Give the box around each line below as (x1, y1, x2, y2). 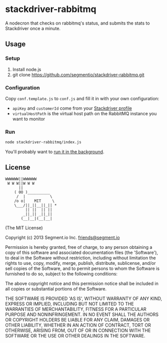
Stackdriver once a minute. (5, 25, 61, 31)
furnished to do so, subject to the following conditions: (5, 270, 117, 276)
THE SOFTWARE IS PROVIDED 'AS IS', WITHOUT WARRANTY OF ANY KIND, (5, 295, 162, 301)
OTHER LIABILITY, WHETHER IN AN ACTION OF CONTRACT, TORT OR (5, 322, 151, 328)
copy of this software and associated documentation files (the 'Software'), (5, 249, 158, 255)
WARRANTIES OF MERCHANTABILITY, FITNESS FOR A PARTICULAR (5, 306, 146, 312)
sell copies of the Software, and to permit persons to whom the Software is (5, 265, 160, 271)
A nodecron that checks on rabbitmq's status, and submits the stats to (5, 20, 150, 26)
